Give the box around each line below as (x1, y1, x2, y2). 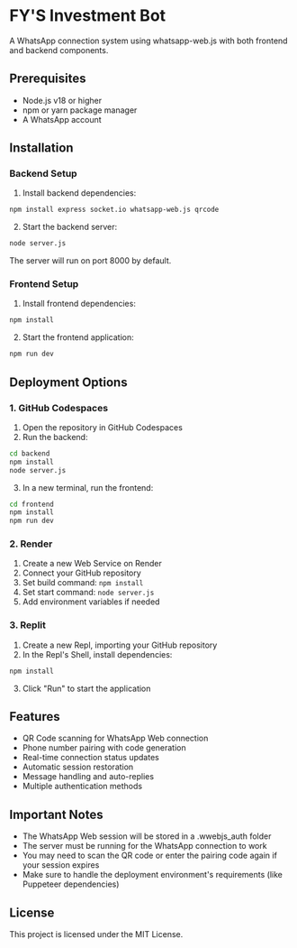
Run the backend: (22, 431, 88, 442)
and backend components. (9, 44, 109, 55)
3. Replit (9, 619, 47, 631)
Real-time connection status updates (22, 752, 159, 763)
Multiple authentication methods (22, 781, 142, 792)
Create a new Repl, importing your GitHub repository (22, 640, 218, 650)
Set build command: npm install (22, 577, 144, 588)
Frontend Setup (9, 278, 79, 290)
